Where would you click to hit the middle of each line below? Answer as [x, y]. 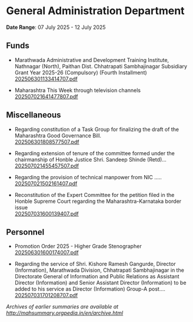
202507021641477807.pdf [46, 96]
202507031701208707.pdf [46, 295]
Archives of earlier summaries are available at [62, 307]
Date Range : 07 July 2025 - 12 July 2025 [56, 27]
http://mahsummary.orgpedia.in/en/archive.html [65, 313]
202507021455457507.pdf [47, 166]
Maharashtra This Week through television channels [78, 90]
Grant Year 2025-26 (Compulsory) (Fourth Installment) [81, 73]
